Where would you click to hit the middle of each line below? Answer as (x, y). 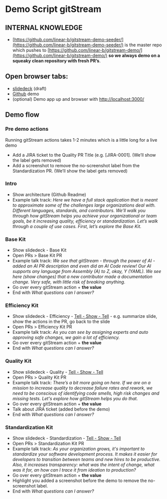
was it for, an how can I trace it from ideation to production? (74, 470)
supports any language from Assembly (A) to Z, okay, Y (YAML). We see (87, 271)
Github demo (26, 94)
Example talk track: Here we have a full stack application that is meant (85, 200)
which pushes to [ (31, 50)
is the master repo (143, 45)
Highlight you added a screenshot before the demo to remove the (80, 481)
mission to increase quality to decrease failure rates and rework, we (83, 388)
